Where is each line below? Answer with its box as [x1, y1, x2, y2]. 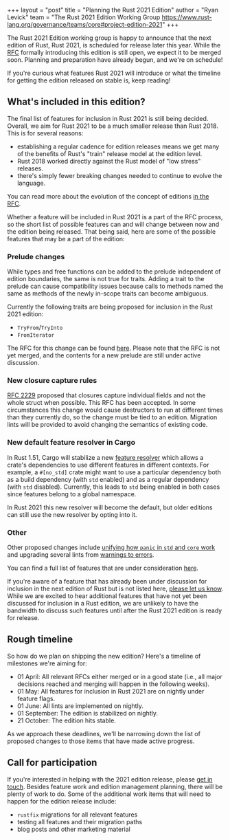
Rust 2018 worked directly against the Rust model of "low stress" [16, 157, 201, 165]
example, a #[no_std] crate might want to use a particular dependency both [7, 467, 221, 476]
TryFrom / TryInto [16, 323, 63, 332]
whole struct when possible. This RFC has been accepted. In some [7, 399, 196, 407]
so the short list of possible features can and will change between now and [7, 220, 220, 228]
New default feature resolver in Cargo [7, 438, 136, 447]
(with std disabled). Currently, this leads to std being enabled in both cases [7, 483, 220, 491]
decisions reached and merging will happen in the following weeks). [16, 680, 209, 688]
